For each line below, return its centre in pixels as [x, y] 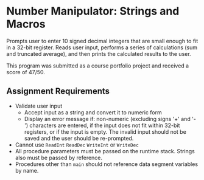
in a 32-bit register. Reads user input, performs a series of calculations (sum [102, 47]
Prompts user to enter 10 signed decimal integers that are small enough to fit [102, 41]
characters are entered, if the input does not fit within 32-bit [105, 125]
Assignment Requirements [58, 92]
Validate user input [39, 106]
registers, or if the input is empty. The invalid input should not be [105, 131]
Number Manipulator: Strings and [93, 11]
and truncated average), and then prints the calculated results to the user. [99, 54]
